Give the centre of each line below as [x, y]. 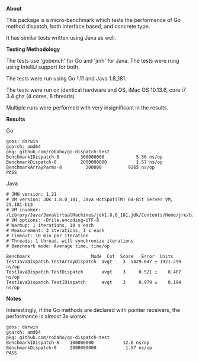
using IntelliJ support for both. [43, 67]
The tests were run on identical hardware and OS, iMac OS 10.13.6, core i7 [96, 90]
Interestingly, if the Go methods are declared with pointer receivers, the [93, 310]
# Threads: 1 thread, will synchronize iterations [70, 241]
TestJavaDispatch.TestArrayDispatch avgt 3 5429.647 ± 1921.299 [94, 262]
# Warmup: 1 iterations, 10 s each [50, 225]
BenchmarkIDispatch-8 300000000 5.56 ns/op [84, 157]
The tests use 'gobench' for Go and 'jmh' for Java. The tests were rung [93, 61]
